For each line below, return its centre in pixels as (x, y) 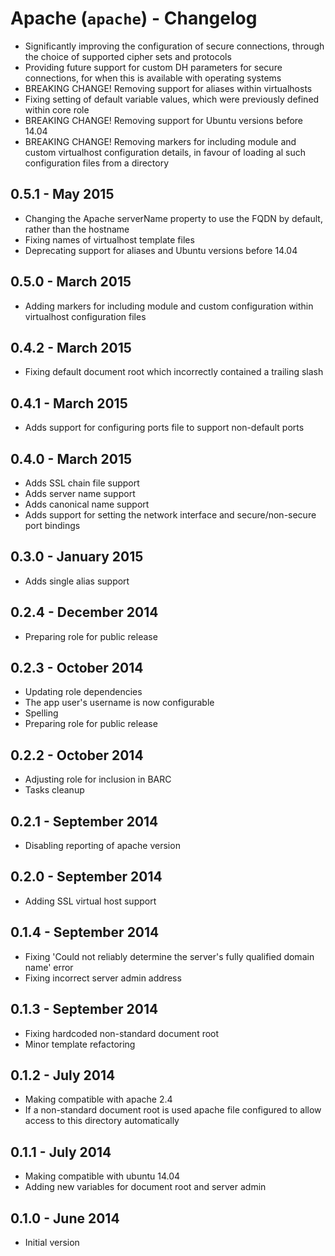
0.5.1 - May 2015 (62, 194)
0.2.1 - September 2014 (84, 821)
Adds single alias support (77, 581)
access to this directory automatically (102, 1121)
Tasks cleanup (54, 790)
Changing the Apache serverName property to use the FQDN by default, (173, 218)
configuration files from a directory (97, 163)
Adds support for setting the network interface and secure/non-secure (170, 515)
